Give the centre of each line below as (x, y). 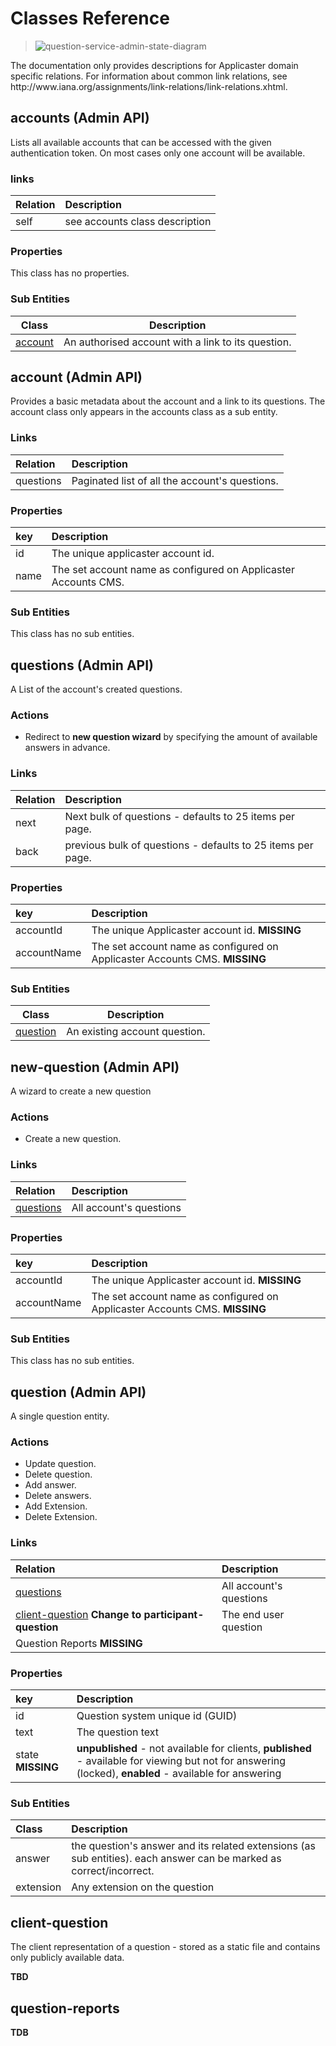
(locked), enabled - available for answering (179, 1774)
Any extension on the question (143, 1887)
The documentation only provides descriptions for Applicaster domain (154, 65)
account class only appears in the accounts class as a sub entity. (144, 412)
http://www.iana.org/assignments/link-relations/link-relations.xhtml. (149, 86)
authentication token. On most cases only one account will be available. (158, 153)
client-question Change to (78, 1614)
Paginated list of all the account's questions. (175, 480)
